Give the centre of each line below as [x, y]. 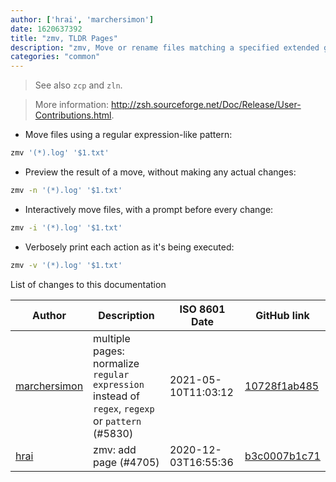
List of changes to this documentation [88, 284]
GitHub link [282, 315]
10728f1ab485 [282, 386]
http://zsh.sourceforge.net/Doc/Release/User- [206, 105]
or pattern [117, 421]
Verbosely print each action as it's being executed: [129, 247]
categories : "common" [55, 57]
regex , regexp [124, 408]
